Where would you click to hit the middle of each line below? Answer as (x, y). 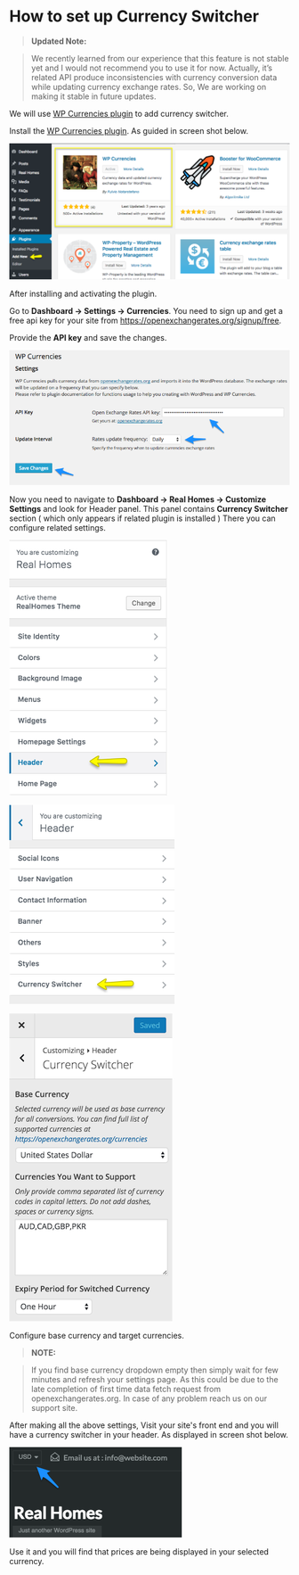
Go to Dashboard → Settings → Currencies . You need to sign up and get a (146, 310)
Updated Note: (59, 41)
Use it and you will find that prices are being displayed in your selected (139, 1552)
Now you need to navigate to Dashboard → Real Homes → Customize (138, 499)
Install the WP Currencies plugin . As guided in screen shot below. (129, 130)
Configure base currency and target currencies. (97, 1336)
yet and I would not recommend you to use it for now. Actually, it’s (152, 68)
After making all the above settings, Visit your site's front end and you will (144, 1425)
